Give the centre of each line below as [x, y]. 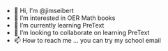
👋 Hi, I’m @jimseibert [44, 11]
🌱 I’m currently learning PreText [59, 25]
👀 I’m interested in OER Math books [64, 18]
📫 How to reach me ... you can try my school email [87, 40]
